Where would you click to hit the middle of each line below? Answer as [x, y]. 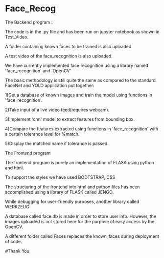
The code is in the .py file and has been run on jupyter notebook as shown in [82, 31]
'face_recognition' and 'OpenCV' [38, 71]
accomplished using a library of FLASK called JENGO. [59, 192]
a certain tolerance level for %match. [42, 134]
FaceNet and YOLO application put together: [50, 85]
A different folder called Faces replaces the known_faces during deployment [82, 236]
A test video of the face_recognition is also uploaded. [59, 56]
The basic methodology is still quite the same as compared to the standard [80, 80]
